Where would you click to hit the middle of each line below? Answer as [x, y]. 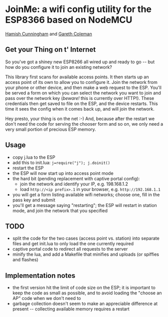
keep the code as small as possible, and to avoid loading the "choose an [87, 293]
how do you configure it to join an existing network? [59, 67]
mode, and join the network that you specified [60, 210]
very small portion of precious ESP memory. [51, 129]
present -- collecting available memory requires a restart [71, 309]
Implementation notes [40, 276]
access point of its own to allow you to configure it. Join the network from [81, 82]
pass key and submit [34, 200]
